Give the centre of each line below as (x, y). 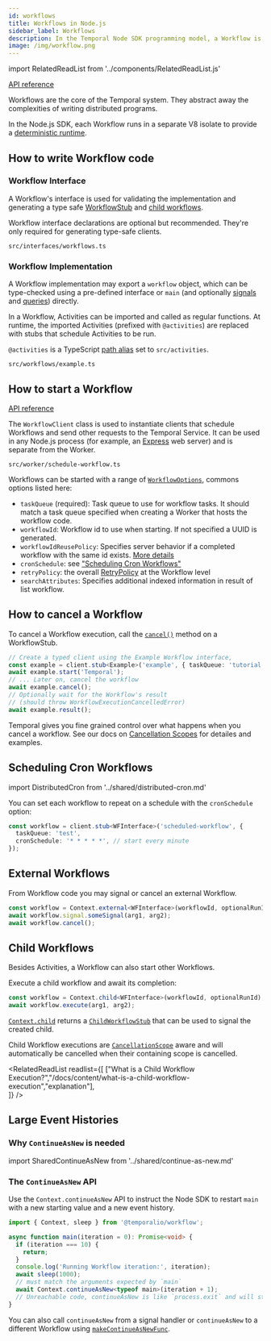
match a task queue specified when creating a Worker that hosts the (133, 512)
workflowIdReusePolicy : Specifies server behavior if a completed (127, 546)
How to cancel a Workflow (76, 615)
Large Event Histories (64, 1120)
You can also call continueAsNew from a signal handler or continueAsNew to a (133, 1320)
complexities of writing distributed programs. (83, 109)
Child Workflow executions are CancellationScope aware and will (116, 1045)
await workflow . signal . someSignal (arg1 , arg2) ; (90, 915)
